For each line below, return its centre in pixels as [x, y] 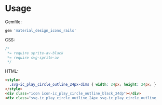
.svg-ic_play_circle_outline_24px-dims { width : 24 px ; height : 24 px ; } [83, 85]
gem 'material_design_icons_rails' [41, 30]
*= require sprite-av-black [35, 53]
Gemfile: [13, 22]
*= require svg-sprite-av [33, 58]
